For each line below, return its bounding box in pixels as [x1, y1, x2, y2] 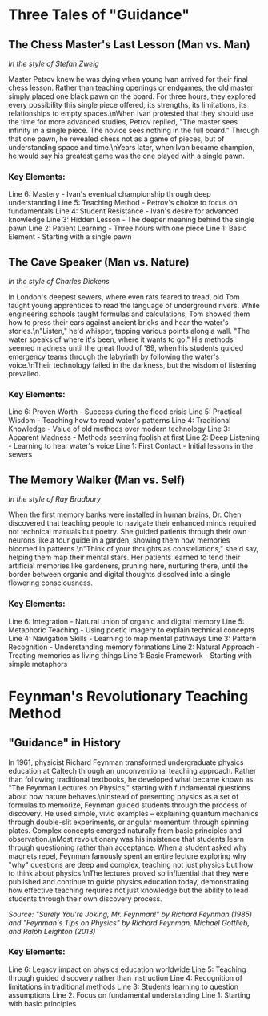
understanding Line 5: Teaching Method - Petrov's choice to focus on [8, 198, 238, 208]
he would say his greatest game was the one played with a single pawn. [8, 151, 246, 161]
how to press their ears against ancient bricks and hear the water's [8, 318, 230, 327]
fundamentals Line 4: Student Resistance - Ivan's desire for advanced [8, 206, 239, 216]
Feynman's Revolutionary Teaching [8, 687, 249, 705]
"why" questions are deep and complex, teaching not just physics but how [8, 860, 254, 869]
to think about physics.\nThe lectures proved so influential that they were [8, 868, 250, 878]
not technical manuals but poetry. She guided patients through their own [8, 527, 247, 537]
